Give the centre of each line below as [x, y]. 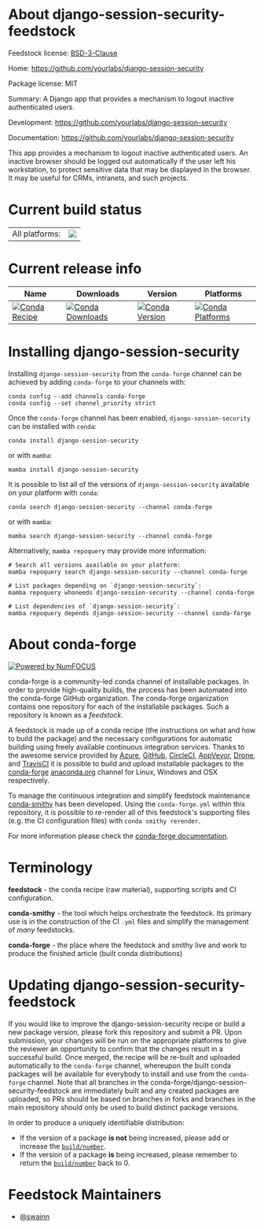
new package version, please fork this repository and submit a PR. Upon [125, 1032]
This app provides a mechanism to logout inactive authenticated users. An [128, 153]
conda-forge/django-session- [199, 1082]
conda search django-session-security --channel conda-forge [110, 507]
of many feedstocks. [42, 929]
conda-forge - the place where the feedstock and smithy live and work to [127, 945]
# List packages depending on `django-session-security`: [105, 585]
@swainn [34, 1216]
